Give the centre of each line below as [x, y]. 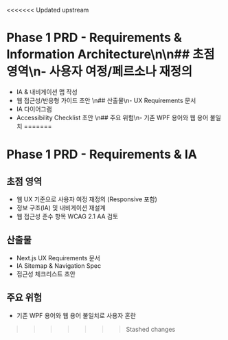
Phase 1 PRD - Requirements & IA [102, 155]
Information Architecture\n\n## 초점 [111, 55]
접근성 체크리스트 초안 [46, 273]
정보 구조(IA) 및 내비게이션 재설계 [61, 207]
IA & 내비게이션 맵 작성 [47, 91]
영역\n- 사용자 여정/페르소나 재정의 [100, 72]
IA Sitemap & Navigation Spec [58, 265]
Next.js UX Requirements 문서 [58, 258]
